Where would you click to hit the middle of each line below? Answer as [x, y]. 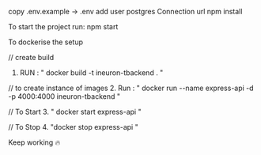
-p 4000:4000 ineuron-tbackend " [64, 96]
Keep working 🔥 [34, 142]
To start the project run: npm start [63, 26]
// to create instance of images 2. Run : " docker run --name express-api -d [131, 88]
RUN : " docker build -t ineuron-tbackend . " [91, 73]
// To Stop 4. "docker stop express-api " [73, 127]
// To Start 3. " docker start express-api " [75, 112]
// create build [31, 57]
